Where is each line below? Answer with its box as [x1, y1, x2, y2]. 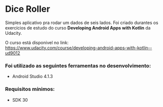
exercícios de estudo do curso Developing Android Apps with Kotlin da [5, 25, 151, 30]
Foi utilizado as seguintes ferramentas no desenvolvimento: [5, 62, 151, 69]
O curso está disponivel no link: [5, 39, 69, 45]
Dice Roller [5, 3, 51, 15]
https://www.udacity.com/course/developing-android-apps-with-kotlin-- [5, 45, 152, 51]
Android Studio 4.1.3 [12, 74, 53, 80]
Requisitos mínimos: [5, 86, 55, 93]
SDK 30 [12, 97, 28, 103]
